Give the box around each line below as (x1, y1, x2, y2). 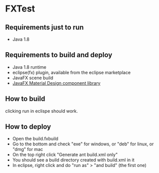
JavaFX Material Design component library (12, 80, 101, 86)
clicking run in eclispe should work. (5, 108, 78, 114)
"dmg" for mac (12, 146, 43, 152)
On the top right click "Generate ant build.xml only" (12, 151, 118, 158)
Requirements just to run (5, 23, 84, 32)
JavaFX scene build (12, 75, 53, 81)
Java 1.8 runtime (12, 64, 46, 70)
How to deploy (5, 122, 51, 131)
